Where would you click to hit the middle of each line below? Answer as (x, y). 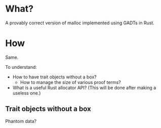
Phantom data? (21, 121)
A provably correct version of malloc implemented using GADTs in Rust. (80, 23)
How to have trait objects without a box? (55, 77)
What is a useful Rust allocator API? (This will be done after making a (84, 88)
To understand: (21, 67)
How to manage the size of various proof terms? (71, 82)
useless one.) (27, 93)
